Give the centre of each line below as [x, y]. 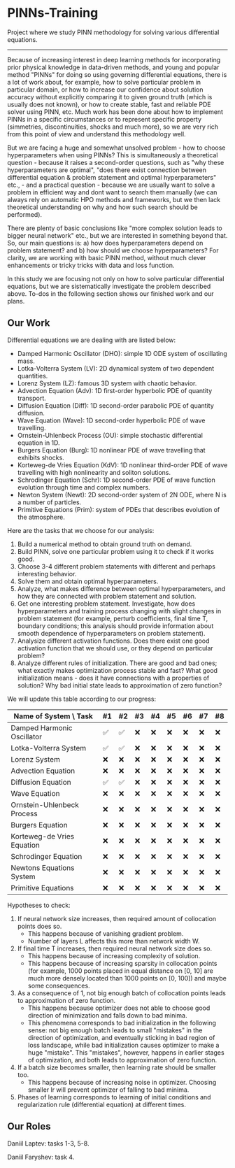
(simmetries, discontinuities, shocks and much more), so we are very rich [113, 127]
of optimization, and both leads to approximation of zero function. [122, 1060]
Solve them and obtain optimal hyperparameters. [88, 581]
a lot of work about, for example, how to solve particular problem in [104, 82]
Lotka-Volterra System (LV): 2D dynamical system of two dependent [116, 368]
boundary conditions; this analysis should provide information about [115, 626]
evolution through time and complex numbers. [84, 487]
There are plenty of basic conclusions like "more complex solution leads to [115, 228]
